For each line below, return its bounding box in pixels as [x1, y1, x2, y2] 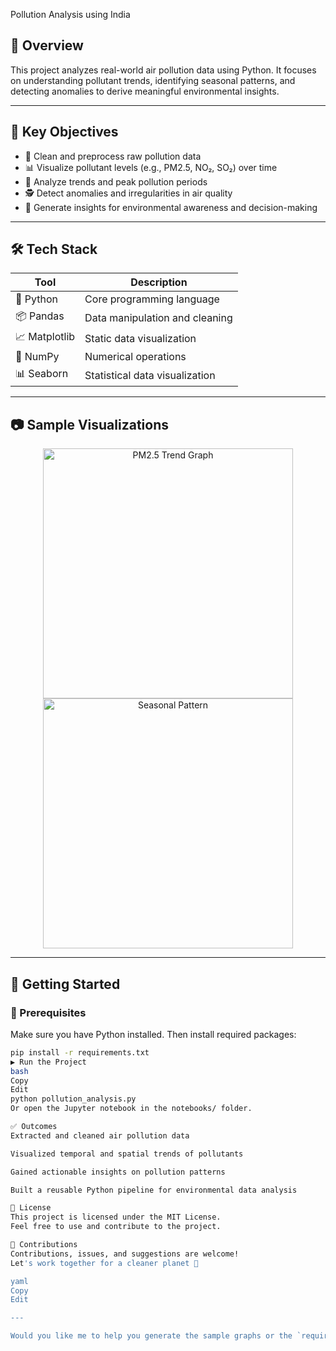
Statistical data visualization [84, 368, 216, 382]
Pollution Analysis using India [10, 9, 131, 20]
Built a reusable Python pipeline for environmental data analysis [10, 1185, 298, 1195]
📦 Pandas [15, 309, 65, 323]
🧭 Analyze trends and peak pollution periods [24, 175, 208, 188]
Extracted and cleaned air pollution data [10, 1130, 190, 1141]
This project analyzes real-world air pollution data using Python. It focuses [10, 64, 317, 76]
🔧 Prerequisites [10, 1005, 87, 1019]
